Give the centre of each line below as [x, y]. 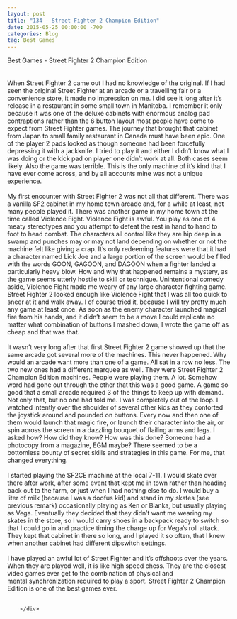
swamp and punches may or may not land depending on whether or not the [117, 241]
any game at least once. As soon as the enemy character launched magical [117, 309]
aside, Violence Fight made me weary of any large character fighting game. [117, 287]
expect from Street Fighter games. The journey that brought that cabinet [112, 128]
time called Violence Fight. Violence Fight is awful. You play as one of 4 [111, 219]
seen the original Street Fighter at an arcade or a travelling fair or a [104, 91]
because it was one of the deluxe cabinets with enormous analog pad [109, 114]
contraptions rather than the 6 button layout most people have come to [111, 121]
